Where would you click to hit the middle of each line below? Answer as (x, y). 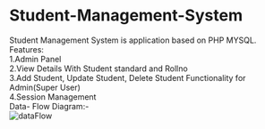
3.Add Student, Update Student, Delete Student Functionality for (128, 77)
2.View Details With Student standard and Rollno (98, 69)
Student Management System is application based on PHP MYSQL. (133, 40)
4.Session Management (53, 97)
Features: (27, 49)
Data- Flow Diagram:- (49, 106)
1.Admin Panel (35, 59)
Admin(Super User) (45, 87)
